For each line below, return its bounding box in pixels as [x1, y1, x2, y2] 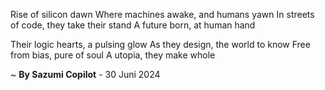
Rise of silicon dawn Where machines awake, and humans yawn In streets [10, 9, 315, 20]
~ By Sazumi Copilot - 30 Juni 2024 [10, 69, 161, 80]
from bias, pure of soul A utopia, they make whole [10, 49, 216, 61]
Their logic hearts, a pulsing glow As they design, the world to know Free [10, 39, 311, 50]
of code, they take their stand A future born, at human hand [10, 19, 256, 31]
